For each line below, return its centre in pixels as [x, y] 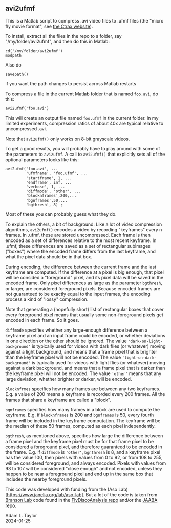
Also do [13, 65]
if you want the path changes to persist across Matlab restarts [71, 83]
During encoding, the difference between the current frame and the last [81, 267]
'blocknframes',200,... [51, 196]
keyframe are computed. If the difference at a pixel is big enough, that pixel [84, 272]
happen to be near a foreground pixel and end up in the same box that [79, 474]
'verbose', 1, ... [46, 187]
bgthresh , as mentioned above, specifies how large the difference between [84, 436]
